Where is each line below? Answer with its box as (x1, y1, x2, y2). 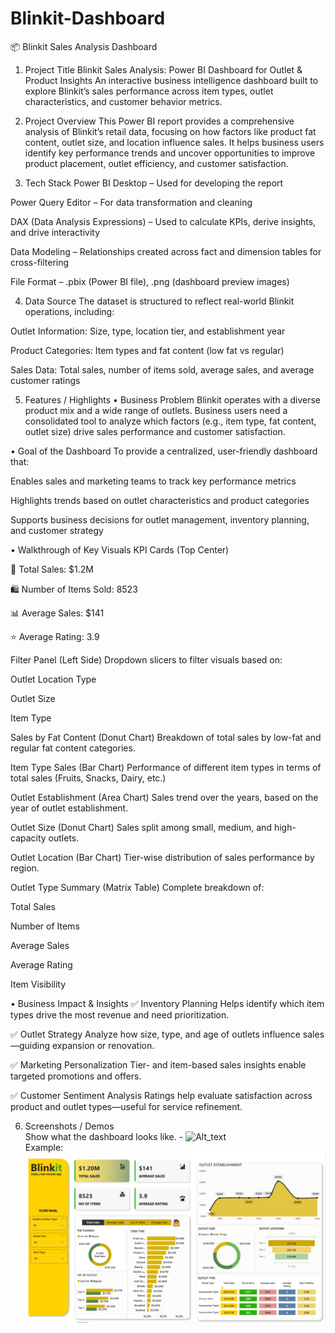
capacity (10, 832, 47, 844)
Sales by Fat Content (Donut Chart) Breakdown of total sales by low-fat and (10, 731, 322, 743)
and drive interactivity (10, 226, 101, 238)
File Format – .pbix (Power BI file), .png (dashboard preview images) (10, 275, 290, 287)
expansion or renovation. (52, 1039, 155, 1051)
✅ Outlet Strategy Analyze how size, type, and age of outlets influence (10, 1028, 301, 1040)
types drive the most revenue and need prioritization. (10, 1008, 230, 1021)
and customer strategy (10, 524, 104, 536)
